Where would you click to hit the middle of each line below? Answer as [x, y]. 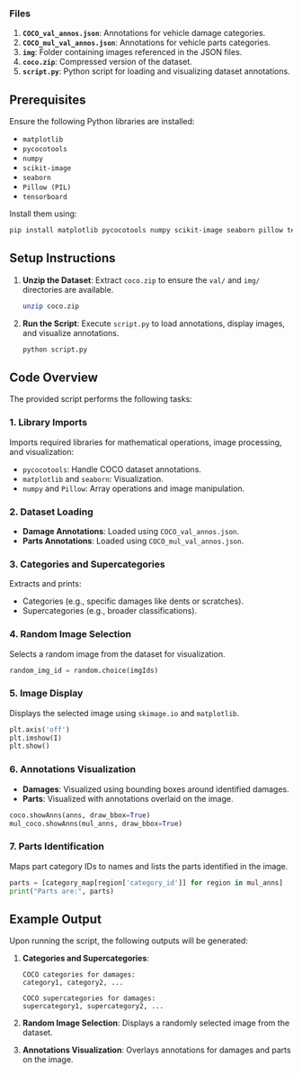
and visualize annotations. [71, 332]
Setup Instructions [62, 258]
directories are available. [68, 289]
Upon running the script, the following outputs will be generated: [129, 941]
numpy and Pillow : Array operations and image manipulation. [133, 488]
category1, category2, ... [73, 983]
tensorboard [44, 197]
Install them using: [43, 214]
